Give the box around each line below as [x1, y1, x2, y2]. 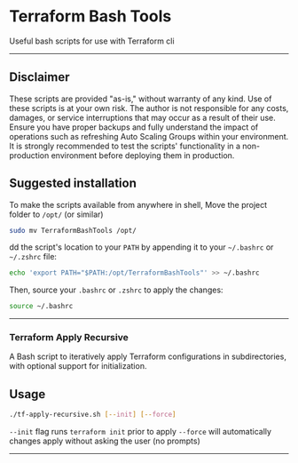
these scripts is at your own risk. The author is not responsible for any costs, [9, 102, 289, 113]
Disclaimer [9, 69, 70, 85]
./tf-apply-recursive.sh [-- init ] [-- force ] [9, 411, 176, 419]
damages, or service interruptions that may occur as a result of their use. [9, 112, 277, 123]
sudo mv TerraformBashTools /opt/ [9, 226, 137, 235]
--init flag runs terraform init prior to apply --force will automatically [9, 427, 272, 437]
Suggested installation [9, 176, 137, 191]
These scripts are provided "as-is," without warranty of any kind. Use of [9, 93, 272, 104]
